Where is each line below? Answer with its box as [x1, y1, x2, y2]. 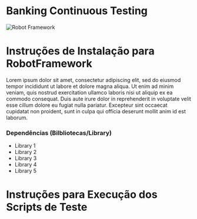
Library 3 [14, 155, 37, 162]
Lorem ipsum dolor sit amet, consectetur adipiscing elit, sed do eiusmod [6, 76, 181, 83]
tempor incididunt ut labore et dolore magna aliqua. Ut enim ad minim [6, 83, 174, 90]
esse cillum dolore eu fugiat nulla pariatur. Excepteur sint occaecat [6, 102, 168, 109]
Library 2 [14, 149, 37, 156]
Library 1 [14, 142, 36, 149]
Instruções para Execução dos [6, 188, 158, 201]
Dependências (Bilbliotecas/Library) [6, 129, 112, 137]
